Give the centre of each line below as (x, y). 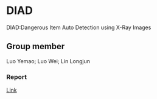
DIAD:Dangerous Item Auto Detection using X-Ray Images (79, 27)
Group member (36, 46)
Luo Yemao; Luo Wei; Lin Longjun (48, 61)
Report (17, 77)
